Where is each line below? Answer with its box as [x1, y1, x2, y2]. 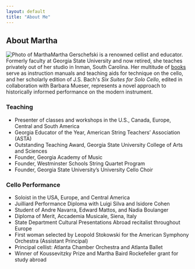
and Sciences [14, 147, 48, 154]
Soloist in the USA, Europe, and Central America [14, 194, 130, 201]
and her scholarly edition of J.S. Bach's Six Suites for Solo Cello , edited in [6, 76, 183, 83]
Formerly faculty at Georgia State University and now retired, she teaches [6, 57, 183, 64]
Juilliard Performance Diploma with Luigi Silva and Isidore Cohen [14, 200, 170, 207]
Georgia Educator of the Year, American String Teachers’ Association [14, 129, 180, 136]
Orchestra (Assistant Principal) [14, 237, 88, 244]
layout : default [6, 8, 45, 15]
